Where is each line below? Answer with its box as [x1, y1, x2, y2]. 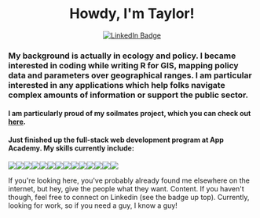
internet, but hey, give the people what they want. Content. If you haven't [8, 183, 245, 193]
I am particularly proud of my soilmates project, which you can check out [8, 109, 251, 118]
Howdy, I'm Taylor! [69, 5, 195, 23]
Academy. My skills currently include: [8, 144, 135, 153]
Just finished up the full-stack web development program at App [8, 135, 224, 145]
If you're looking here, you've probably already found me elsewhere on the [8, 176, 250, 185]
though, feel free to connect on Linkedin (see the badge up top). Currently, [8, 192, 250, 202]
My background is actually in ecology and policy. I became [8, 50, 236, 61]
